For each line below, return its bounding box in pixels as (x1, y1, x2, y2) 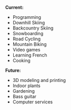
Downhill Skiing (12, 20, 45, 25)
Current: (5, 5, 24, 10)
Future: (5, 67, 21, 73)
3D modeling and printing (12, 77, 66, 83)
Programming (12, 14, 42, 20)
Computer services (12, 99, 53, 105)
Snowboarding (12, 31, 44, 36)
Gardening (12, 88, 35, 94)
